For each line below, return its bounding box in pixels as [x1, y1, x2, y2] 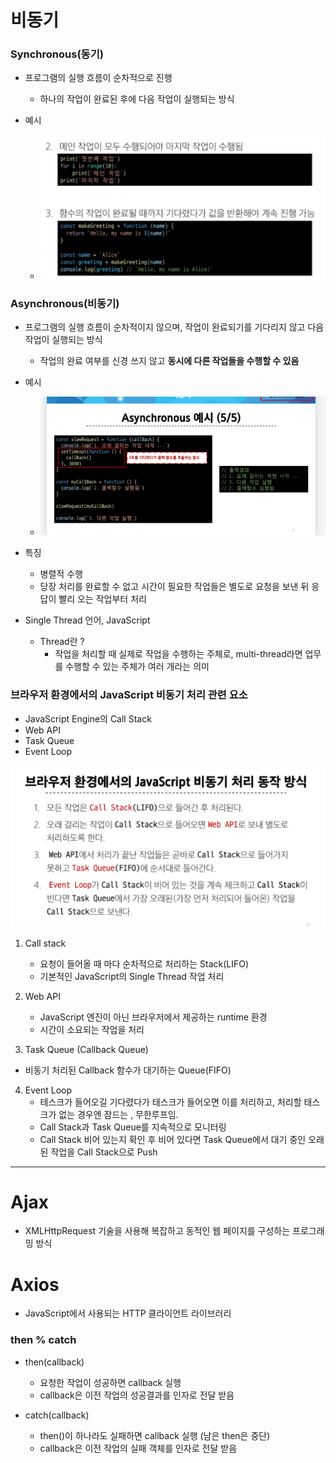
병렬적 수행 [39, 568, 83, 580]
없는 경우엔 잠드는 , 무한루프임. [58, 1108, 179, 1120]
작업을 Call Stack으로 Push [50, 1146, 158, 1158]
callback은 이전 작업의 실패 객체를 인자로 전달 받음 [39, 1442, 238, 1454]
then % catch [10, 1333, 77, 1347]
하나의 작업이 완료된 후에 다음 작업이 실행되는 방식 [39, 93, 235, 105]
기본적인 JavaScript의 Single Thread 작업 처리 [39, 970, 225, 982]
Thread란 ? [39, 636, 85, 648]
